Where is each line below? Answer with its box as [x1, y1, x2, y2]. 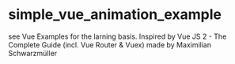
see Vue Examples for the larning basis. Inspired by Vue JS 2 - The [8, 32, 227, 41]
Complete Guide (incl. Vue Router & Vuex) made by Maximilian [8, 40, 212, 49]
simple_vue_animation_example [8, 6, 222, 24]
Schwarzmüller [8, 48, 58, 58]
